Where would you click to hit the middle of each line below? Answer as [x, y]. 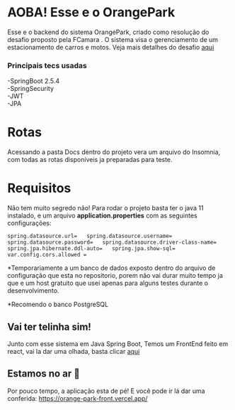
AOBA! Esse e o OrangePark [91, 12]
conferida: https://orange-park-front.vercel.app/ [78, 398]
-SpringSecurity [31, 89]
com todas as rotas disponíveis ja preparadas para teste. [90, 160]
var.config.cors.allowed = [47, 255]
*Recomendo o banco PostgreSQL [58, 304]
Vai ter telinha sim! [50, 327]
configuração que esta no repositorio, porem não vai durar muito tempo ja [115, 276]
